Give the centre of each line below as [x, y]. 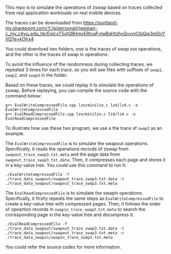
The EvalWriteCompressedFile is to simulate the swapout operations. [77, 143]
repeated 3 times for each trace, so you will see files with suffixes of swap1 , [84, 70]
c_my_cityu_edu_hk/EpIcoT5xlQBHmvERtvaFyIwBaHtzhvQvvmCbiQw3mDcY [85, 33]
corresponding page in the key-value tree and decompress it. [70, 215]
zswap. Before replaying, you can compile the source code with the [76, 90]
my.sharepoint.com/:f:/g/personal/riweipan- [52, 28]
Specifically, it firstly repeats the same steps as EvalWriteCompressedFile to [84, 198]
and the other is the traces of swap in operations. [57, 54]
